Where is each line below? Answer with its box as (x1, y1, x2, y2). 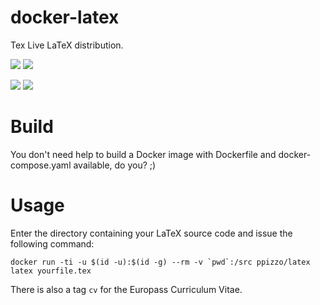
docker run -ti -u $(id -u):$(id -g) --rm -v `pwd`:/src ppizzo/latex (10, 257, 311, 267)
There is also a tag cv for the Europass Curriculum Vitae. (10, 283, 243, 295)
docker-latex (10, 6, 120, 29)
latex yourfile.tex (10, 266, 92, 276)
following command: (10, 237, 95, 250)
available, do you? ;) (73, 159, 157, 171)
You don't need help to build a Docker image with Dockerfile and (10, 148, 277, 160)
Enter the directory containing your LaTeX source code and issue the (10, 227, 293, 239)
